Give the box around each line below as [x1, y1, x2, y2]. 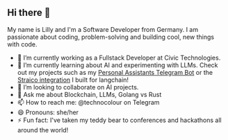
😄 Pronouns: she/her [17, 108, 79, 116]
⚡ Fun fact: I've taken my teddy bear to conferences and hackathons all [17, 116, 222, 124]
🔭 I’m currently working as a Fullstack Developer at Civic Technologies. [17, 53, 221, 62]
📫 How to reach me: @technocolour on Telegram [17, 98, 160, 106]
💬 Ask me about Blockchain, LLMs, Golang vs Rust [17, 90, 162, 98]
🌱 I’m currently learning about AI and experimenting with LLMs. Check [17, 60, 218, 69]
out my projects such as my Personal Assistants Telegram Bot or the [17, 68, 213, 76]
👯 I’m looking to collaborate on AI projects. [17, 82, 139, 91]
